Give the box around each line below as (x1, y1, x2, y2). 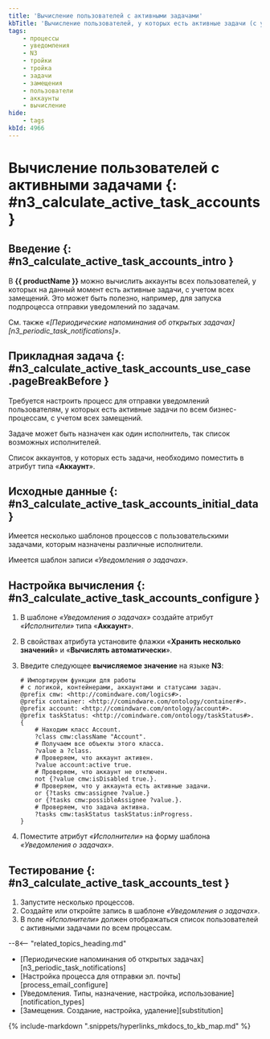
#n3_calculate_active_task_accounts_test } (8, 875, 231, 890)
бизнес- (208, 404, 237, 414)
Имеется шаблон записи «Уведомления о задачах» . (8, 555, 189, 565)
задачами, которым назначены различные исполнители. (8, 540, 203, 549)
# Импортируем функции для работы (19, 677, 136, 685)
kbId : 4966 (8, 124, 45, 132)
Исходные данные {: (8, 484, 118, 498)
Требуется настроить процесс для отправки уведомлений (8, 395, 210, 405)
